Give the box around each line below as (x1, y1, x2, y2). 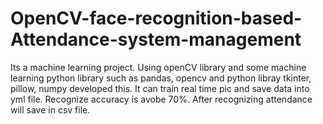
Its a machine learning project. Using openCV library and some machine (10, 61, 307, 73)
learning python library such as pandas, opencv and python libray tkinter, (10, 72, 312, 84)
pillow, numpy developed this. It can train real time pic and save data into (10, 82, 310, 94)
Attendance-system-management (10, 28, 302, 51)
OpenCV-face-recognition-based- (10, 7, 303, 30)
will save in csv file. (10, 103, 91, 116)
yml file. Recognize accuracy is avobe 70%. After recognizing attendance (10, 93, 313, 105)
